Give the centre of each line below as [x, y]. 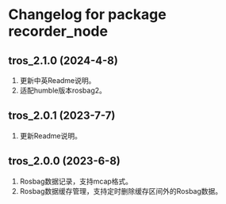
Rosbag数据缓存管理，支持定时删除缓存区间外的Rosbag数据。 [121, 191]
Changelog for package [87, 15]
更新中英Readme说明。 [57, 80]
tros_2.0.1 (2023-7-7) [62, 116]
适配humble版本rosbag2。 [63, 90]
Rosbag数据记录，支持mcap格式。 [76, 181]
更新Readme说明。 [50, 135]
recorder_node [58, 31]
